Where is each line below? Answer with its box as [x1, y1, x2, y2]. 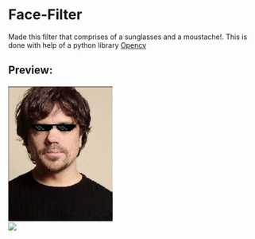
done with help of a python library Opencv [8, 40, 147, 49]
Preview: [8, 64, 53, 77]
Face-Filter [8, 6, 83, 24]
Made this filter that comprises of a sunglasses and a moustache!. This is [8, 32, 248, 41]
